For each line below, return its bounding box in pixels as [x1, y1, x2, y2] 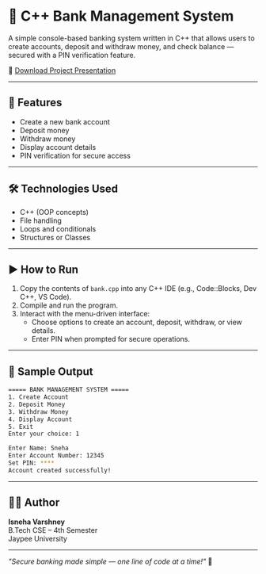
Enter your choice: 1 [8, 430, 80, 438]
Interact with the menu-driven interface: [19, 309, 150, 319]
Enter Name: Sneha [8, 444, 69, 453]
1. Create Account [8, 393, 69, 401]
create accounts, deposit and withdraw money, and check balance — [8, 41, 234, 51]
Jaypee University [8, 534, 67, 543]
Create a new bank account [19, 117, 110, 126]
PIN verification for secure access [19, 151, 131, 160]
